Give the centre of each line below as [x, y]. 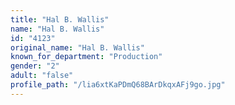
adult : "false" [42, 76]
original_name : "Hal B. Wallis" [77, 47]
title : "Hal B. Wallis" [60, 19]
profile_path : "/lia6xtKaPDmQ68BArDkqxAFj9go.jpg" [118, 85]
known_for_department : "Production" [86, 57]
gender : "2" [35, 66]
